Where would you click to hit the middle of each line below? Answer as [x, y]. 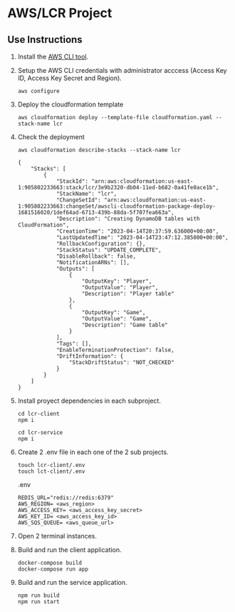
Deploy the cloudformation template [70, 104]
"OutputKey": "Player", [117, 281]
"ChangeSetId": [78, 200]
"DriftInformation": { [90, 356]
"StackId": [72, 181]
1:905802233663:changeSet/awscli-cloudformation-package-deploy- [116, 206]
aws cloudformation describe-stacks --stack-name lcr [99, 150]
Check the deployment [51, 137]
